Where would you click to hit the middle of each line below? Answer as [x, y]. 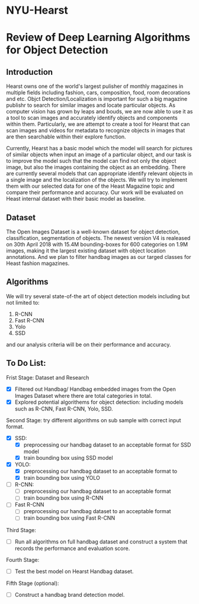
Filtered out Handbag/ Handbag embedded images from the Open [95, 389]
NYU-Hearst [37, 10]
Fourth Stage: [23, 559]
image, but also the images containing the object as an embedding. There [96, 167]
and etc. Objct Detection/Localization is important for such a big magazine [97, 99]
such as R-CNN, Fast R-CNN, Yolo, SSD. [64, 409]
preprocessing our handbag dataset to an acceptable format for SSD [107, 445]
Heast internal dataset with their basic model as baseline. [76, 199]
